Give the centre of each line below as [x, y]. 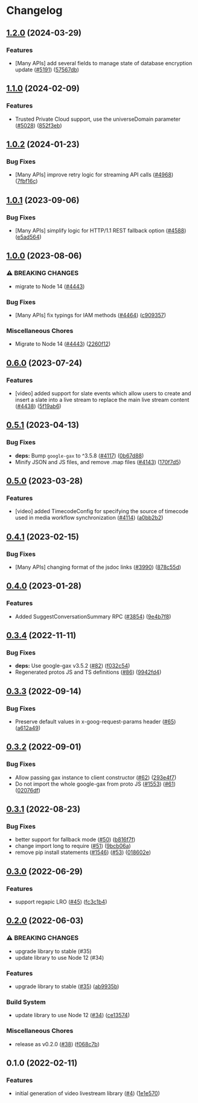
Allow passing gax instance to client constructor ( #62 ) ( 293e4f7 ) [96, 777]
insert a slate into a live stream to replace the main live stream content [102, 399]
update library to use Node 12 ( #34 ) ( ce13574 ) [72, 1015]
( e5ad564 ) [28, 237]
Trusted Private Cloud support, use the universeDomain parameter [98, 119]
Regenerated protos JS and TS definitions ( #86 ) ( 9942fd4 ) [88, 672]
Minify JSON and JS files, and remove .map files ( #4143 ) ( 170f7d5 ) [98, 462]
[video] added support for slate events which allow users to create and [103, 393]
